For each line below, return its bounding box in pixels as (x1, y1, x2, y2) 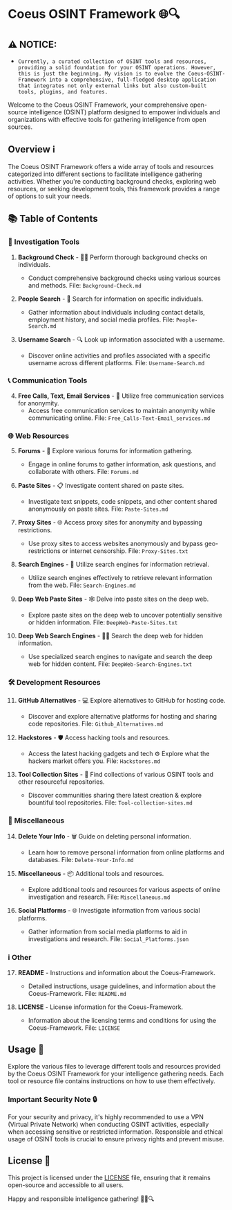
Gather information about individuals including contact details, (28, 308, 206, 316)
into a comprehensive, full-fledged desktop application (48, 76, 216, 83)
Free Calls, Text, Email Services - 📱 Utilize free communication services (17, 392, 224, 400)
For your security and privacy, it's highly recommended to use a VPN (8, 1113, 204, 1121)
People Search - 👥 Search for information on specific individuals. (17, 295, 204, 303)
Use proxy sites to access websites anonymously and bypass (28, 539, 203, 548)
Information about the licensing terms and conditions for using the (28, 1016, 217, 1024)
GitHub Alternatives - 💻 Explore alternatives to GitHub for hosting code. (17, 696, 226, 705)
